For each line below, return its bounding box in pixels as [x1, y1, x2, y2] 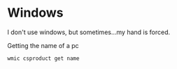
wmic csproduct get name [7, 54, 80, 62]
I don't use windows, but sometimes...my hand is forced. [7, 28, 171, 36]
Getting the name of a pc [7, 41, 79, 49]
